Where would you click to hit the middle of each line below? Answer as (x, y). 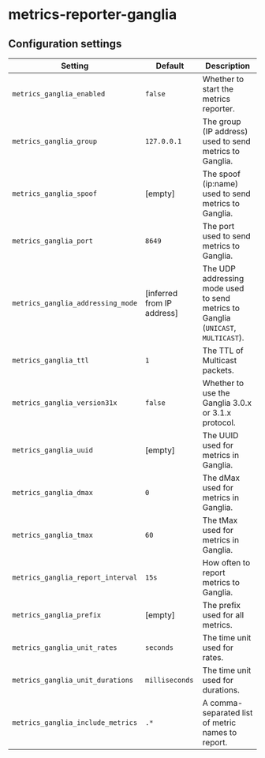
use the (216, 393)
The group (222, 122)
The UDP (219, 268)
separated (221, 713)
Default (170, 66)
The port (218, 226)
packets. (218, 370)
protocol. (219, 422)
